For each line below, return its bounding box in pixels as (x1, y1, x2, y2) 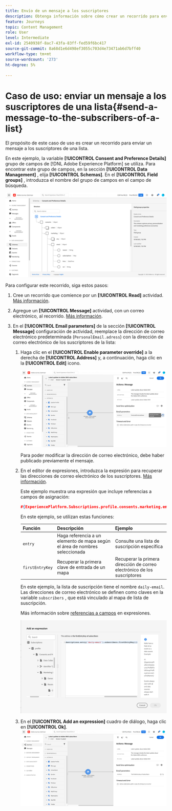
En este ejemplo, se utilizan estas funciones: (20, 514, 114, 520)
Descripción (57, 525, 83, 531)
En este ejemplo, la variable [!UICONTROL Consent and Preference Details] (5, 155, 166, 161)
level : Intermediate (5, 35, 50, 40)
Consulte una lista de (115, 538, 160, 544)
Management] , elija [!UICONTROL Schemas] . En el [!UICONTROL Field (5, 172, 158, 178)
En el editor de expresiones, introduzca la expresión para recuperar (20, 467, 163, 474)
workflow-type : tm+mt (5, 51, 52, 56)
